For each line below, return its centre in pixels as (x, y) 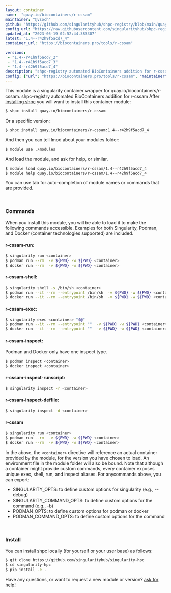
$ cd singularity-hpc (28, 565)
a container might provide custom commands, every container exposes (80, 469)
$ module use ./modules (31, 149)
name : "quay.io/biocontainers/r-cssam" (49, 15)
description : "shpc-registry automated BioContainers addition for (78, 72)
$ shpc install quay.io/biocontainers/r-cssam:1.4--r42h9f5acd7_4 (77, 130)
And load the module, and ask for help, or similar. (57, 159)
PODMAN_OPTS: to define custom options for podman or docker (80, 511)
